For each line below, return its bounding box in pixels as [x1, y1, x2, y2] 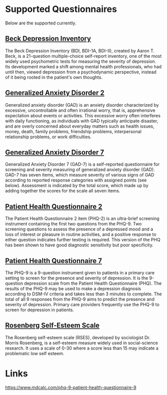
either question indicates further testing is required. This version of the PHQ [5, 237, 161, 243]
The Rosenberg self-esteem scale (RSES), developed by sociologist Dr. [5, 334, 151, 340]
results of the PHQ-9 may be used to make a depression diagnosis [5, 286, 142, 291]
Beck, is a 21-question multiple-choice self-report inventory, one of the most [5, 53, 162, 59]
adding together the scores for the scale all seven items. [5, 188, 120, 194]
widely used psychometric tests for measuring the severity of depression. [5, 58, 157, 64]
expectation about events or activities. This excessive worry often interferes [5, 112, 161, 118]
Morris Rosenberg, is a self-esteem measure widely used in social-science [5, 340, 158, 346]
